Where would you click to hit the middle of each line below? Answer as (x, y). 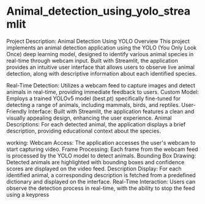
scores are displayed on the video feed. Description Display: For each (94, 169)
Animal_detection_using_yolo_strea (99, 11)
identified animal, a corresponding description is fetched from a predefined (101, 175)
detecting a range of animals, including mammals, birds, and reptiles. (93, 104)
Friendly (17, 111)
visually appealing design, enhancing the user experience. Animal (89, 118)
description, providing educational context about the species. (84, 131)
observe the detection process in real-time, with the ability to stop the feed (101, 188)
